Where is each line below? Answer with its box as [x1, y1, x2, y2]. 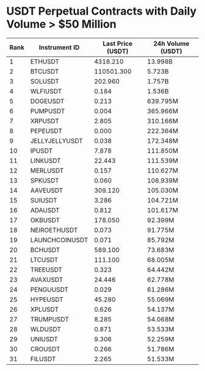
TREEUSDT [30, 265, 63, 274]
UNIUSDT [30, 334, 58, 343]
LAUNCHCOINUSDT [30, 236, 88, 244]
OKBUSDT [30, 215, 60, 224]
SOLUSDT [30, 77, 60, 85]
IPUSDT [30, 146, 53, 155]
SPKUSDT [30, 176, 59, 184]
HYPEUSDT [30, 295, 64, 303]
